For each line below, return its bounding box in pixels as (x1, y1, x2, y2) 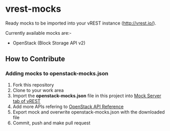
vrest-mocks (5, 3, 61, 15)
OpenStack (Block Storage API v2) (12, 39, 86, 46)
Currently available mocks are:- (5, 30, 72, 36)
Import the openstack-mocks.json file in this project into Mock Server (12, 93, 161, 99)
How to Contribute (5, 55, 66, 63)
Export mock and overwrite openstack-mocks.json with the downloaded (12, 108, 165, 115)
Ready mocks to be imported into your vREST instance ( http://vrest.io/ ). (5, 20, 157, 26)
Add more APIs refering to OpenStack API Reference (12, 103, 124, 110)
